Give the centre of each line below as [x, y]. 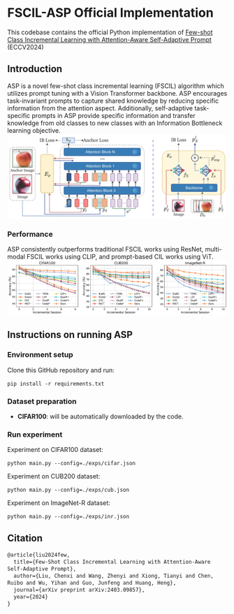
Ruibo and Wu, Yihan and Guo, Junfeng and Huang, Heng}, [92, 583]
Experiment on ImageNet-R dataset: [59, 503]
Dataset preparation [42, 401]
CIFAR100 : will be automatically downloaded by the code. [100, 416]
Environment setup [40, 355]
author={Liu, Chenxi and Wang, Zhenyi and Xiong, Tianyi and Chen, [114, 576]
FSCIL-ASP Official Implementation [111, 13]
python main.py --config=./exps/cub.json [68, 490]
